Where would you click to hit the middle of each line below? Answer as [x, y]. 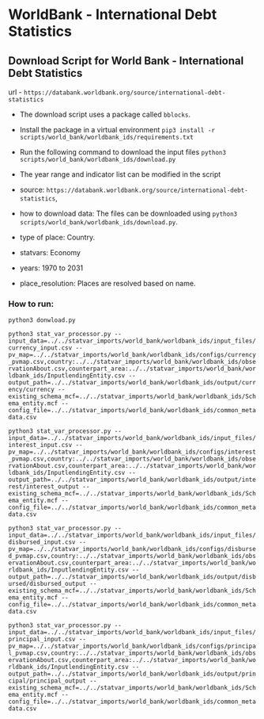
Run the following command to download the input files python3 [123, 152]
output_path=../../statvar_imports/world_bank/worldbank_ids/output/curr [132, 383]
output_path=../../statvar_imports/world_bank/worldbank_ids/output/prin [132, 674]
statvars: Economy [50, 252]
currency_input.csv [40, 348]
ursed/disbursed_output [47, 584]
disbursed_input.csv [42, 542]
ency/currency [32, 390]
